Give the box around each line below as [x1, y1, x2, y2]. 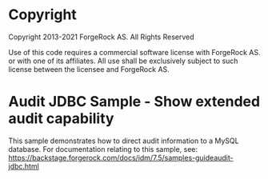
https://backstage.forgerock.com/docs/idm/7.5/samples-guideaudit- [8, 153, 234, 162]
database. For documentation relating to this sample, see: [8, 144, 198, 153]
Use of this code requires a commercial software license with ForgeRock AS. [8, 47, 261, 57]
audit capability [8, 109, 114, 128]
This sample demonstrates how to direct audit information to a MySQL [8, 136, 239, 145]
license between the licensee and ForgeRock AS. [8, 64, 170, 74]
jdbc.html [8, 161, 40, 171]
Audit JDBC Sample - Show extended [8, 93, 261, 111]
